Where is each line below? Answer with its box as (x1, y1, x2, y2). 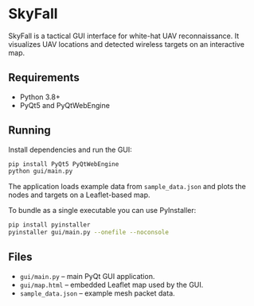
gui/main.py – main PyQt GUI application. (19, 271, 155, 281)
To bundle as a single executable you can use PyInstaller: (8, 206, 197, 215)
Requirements (8, 71, 80, 84)
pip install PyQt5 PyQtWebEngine (8, 160, 119, 168)
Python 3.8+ (19, 92, 61, 102)
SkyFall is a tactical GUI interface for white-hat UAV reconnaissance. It (8, 31, 240, 41)
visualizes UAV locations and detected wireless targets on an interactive (8, 39, 245, 48)
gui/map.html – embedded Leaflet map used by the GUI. (19, 280, 204, 289)
